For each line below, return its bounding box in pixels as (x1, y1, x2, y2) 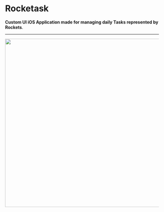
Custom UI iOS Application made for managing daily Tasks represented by (5, 19, 159, 25)
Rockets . (5, 24, 23, 30)
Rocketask (5, 3, 49, 14)
